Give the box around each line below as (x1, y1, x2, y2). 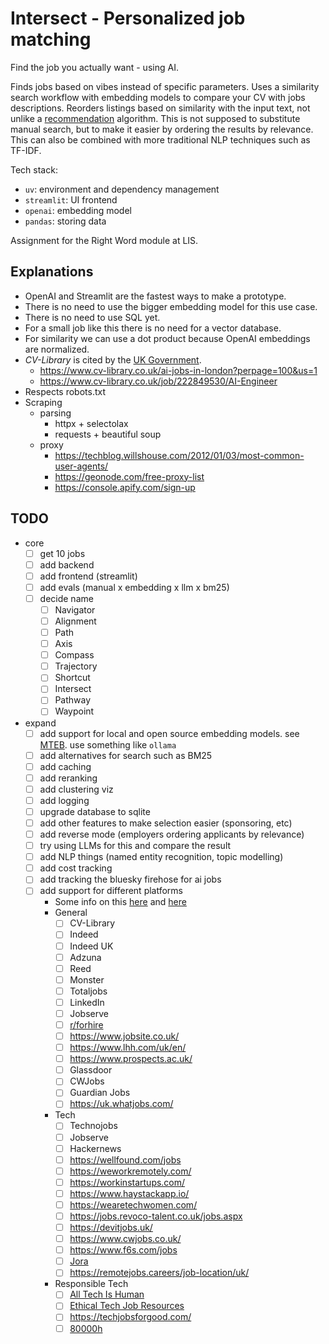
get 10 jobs (39, 547, 86, 559)
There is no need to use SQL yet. (24, 311, 161, 323)
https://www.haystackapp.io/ (69, 1187, 190, 1199)
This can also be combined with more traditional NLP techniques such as (10, 133, 311, 146)
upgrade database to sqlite (39, 805, 151, 817)
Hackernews (69, 1142, 122, 1154)
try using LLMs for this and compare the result (39, 840, 232, 852)
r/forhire (69, 1018, 104, 1031)
